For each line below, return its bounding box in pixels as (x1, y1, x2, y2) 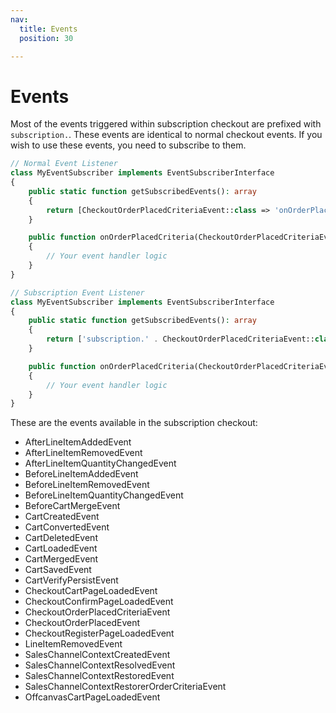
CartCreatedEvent (24, 511, 100, 523)
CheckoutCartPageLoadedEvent (24, 585, 158, 597)
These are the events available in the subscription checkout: (10, 417, 258, 429)
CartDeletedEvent (24, 532, 98, 544)
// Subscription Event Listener (10, 287, 145, 298)
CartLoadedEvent (24, 542, 98, 555)
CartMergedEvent (24, 553, 99, 565)
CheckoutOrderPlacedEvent (24, 617, 140, 629)
